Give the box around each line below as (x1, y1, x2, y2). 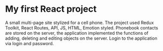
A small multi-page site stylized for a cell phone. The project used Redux (5, 20, 154, 25)
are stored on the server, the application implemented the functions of (5, 30, 149, 36)
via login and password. (5, 40, 54, 46)
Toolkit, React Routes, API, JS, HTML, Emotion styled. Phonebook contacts (5, 25, 158, 30)
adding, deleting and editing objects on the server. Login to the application (5, 35, 158, 41)
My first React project (5, 3, 97, 15)
